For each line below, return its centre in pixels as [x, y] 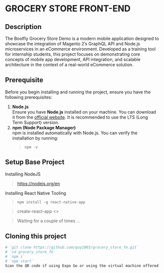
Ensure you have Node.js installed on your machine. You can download [84, 112]
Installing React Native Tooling [35, 193]
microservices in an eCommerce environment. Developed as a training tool [80, 49]
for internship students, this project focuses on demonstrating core [73, 54]
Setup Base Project [35, 162]
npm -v [31, 147]
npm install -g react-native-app [51, 202]
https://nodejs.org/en [38, 183]
